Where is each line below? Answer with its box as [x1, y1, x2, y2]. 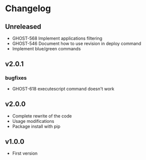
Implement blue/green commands [12, 46, 81, 51]
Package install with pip [12, 123, 60, 129]
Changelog [5, 3, 51, 14]
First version [12, 150, 38, 157]
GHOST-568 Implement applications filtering [12, 35, 102, 41]
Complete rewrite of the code [12, 113, 72, 119]
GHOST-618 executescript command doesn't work [12, 86, 115, 91]
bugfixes [5, 74, 27, 81]
